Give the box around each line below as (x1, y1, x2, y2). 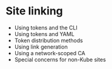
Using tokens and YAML (14, 30, 75, 37)
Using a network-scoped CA (14, 49, 86, 56)
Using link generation (14, 43, 68, 50)
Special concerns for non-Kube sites (14, 56, 107, 63)
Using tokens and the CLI (14, 24, 78, 31)
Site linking (5, 4, 63, 18)
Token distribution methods (14, 37, 83, 44)
